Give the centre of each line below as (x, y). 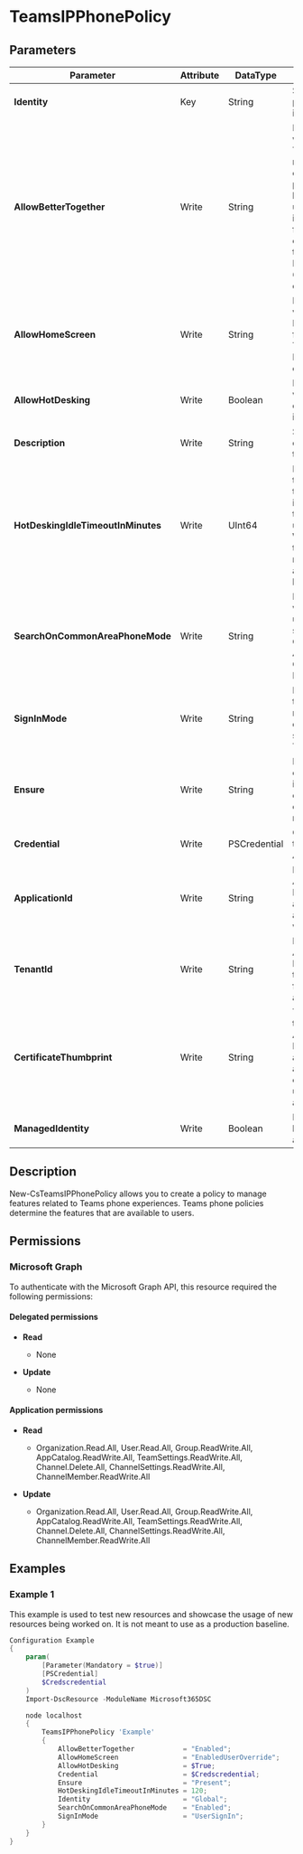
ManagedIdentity (52, 1128)
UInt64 (243, 525)
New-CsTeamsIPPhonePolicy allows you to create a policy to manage (138, 1194)
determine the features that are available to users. (102, 1213)
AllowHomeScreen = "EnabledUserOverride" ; (169, 1757)
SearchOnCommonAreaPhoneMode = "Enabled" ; (144, 1808)
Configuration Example (52, 1640)
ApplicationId (44, 898)
